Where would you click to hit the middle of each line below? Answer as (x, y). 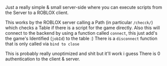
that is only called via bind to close (42, 44)
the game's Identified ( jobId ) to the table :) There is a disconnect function (81, 38)
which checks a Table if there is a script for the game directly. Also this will (82, 28)
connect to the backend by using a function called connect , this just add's (81, 33)
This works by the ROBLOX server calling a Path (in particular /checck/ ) (79, 22)
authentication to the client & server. (43, 59)
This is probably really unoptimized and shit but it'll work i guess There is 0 (83, 53)
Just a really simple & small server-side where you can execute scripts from (84, 7)
